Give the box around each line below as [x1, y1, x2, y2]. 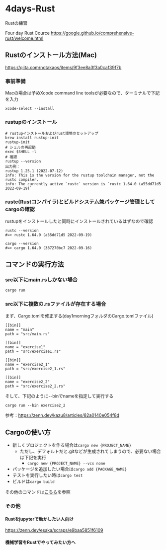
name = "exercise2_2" [5, 379, 50, 384]
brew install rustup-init [5, 135, 59, 141]
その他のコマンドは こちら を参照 [5, 489, 71, 495]
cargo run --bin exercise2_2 [5, 403, 66, 408]
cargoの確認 [5, 206, 35, 213]
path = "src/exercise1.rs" [5, 349, 61, 354]
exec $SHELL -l [5, 150, 37, 155]
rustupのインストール [5, 118, 57, 125]
